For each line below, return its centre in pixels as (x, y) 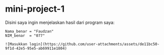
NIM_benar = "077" (25, 36)
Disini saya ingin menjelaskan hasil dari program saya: (60, 22)
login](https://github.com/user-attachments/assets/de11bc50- (95, 44)
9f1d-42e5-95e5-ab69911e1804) (36, 48)
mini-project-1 (35, 9)
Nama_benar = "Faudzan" (30, 31)
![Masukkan (16, 44)
